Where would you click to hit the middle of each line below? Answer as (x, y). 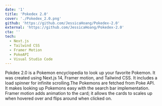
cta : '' (13, 32)
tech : (10, 37)
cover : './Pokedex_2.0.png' (33, 18)
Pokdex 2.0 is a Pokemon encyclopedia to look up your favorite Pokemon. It (80, 73)
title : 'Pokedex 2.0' (27, 14)
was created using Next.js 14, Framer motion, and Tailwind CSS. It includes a (81, 78)
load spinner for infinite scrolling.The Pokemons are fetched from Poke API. (80, 83)
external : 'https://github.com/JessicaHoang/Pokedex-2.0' (65, 28)
